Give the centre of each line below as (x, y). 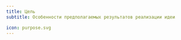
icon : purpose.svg (29, 28)
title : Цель (21, 11)
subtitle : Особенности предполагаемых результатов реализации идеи (91, 17)
